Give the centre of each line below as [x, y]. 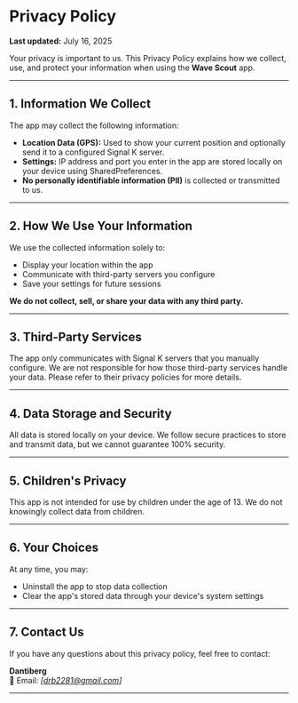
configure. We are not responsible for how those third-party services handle [149, 368]
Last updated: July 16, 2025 [61, 41]
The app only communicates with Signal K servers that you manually [134, 358]
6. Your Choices [54, 548]
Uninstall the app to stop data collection [95, 586]
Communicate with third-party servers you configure [118, 274]
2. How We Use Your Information [101, 226]
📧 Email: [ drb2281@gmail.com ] [66, 680]
